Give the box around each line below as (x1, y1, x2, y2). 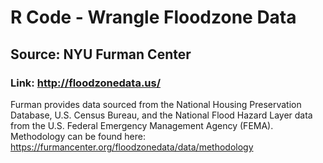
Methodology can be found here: (10, 130, 146, 142)
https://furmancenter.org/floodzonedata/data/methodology (10, 141, 254, 153)
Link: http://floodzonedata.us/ (10, 76, 162, 90)
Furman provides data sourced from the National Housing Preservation (10, 98, 302, 110)
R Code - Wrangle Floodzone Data (10, 6, 297, 29)
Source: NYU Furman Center (10, 46, 192, 63)
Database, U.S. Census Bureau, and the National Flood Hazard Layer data (10, 109, 313, 121)
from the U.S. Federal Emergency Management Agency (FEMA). (10, 119, 274, 131)
